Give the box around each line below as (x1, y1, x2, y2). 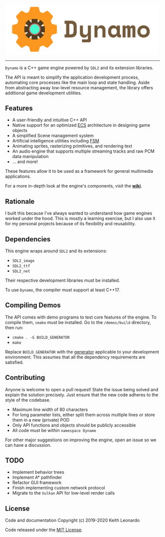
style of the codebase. (5, 397, 51, 403)
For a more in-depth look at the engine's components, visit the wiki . (5, 183, 142, 189)
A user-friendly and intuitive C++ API (12, 117, 87, 123)
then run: (5, 324, 24, 330)
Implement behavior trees (12, 469, 65, 475)
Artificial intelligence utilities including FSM (12, 138, 100, 144)
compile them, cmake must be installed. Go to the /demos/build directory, (5, 319, 151, 325)
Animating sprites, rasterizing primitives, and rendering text (12, 143, 133, 149)
